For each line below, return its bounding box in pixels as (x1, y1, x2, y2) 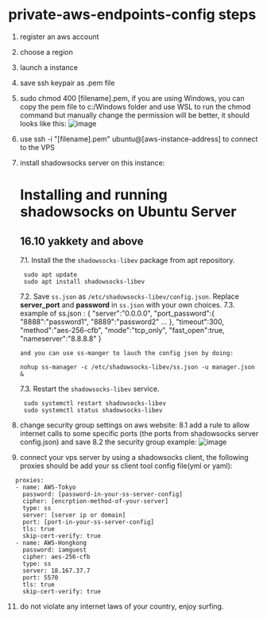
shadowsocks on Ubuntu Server (19, 203, 237, 221)
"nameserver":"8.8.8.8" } (19, 334, 102, 343)
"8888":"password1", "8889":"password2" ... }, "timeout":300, (19, 316, 225, 327)
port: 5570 (22, 574, 59, 582)
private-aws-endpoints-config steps (8, 6, 257, 24)
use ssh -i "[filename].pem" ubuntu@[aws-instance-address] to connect (19, 133, 258, 144)
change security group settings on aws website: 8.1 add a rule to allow (19, 420, 250, 430)
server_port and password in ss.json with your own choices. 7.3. (19, 300, 235, 309)
